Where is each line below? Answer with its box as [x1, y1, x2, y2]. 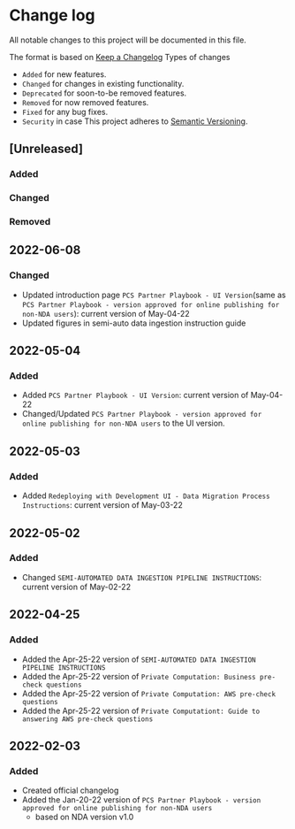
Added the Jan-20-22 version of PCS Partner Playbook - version [21, 794, 261, 805]
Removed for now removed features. [21, 96, 149, 107]
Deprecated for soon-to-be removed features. [21, 88, 187, 98]
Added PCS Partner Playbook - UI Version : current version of [21, 390, 249, 401]
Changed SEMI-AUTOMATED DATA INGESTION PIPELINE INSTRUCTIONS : [21, 572, 262, 582]
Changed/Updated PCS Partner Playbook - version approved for [21, 409, 262, 419]
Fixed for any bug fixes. [21, 106, 109, 117]
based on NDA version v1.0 [34, 811, 134, 823]
